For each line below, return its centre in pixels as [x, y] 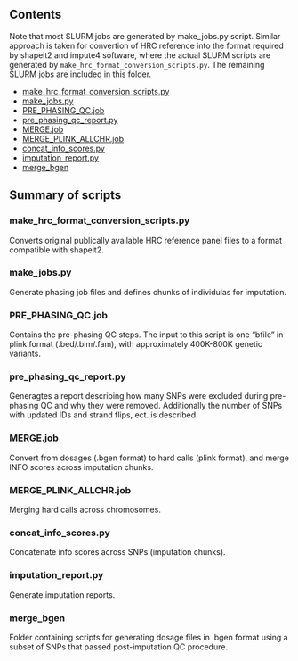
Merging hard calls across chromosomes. [85, 509]
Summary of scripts [65, 195]
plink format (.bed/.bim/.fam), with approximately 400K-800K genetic [136, 344]
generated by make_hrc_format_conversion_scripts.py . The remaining [137, 64]
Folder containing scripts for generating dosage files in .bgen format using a [149, 637]
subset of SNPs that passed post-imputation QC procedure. [119, 647]
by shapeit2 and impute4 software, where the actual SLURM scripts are [140, 55]
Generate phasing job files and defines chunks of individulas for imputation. [148, 292]
